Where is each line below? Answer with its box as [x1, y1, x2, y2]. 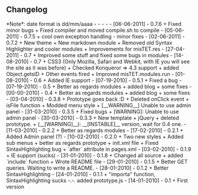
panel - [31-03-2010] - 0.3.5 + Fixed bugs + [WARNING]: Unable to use [6, 108, 179, 115]
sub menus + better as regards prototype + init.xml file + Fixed [6, 139, 158, 146]
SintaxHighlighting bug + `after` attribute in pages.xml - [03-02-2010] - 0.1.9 [6, 146, 191, 153]
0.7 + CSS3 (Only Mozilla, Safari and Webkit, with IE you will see [33, 58, 190, 65]
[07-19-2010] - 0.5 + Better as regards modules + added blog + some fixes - [6, 82, 192, 90]
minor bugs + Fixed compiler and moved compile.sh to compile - [6, 27, 164, 34]
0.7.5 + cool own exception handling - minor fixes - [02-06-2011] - [24, 32, 185, 40]
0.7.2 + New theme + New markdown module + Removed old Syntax [6, 39, 173, 46]
